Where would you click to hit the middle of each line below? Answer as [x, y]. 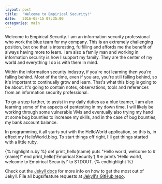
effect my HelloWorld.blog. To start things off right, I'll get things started [77, 137]
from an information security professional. [47, 92]
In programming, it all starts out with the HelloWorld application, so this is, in [81, 132]
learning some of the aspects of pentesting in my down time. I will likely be [79, 107]
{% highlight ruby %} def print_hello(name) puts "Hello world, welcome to [78, 152]
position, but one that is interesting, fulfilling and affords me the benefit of [78, 47]
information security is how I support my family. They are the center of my [79, 57]
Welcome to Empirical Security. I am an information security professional [77, 37]
